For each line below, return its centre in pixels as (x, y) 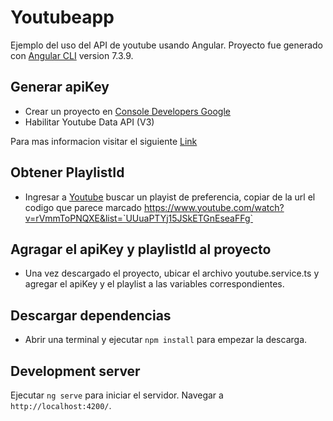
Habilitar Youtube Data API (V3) (89, 122)
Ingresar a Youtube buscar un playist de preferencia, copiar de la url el (170, 197)
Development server (75, 371)
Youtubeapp (62, 17)
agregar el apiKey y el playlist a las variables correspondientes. (154, 284)
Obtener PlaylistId (67, 172)
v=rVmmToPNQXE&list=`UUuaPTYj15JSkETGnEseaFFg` (139, 218)
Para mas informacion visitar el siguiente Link (104, 141)
